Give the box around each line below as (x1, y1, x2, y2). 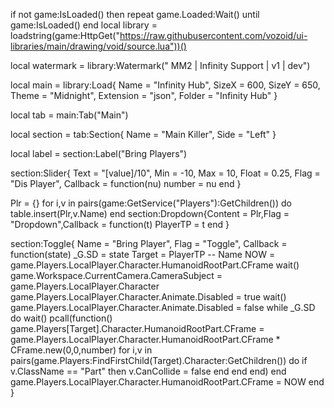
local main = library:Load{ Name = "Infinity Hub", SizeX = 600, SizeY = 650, (10, 79, 321, 91)
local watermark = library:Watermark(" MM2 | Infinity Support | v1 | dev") (10, 60, 311, 71)
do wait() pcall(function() (10, 312, 113, 324)
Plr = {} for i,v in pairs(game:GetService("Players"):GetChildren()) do (10, 197, 292, 209)
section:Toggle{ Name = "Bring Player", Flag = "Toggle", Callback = (10, 238, 288, 249)
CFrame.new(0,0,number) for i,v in (10, 344, 153, 356)
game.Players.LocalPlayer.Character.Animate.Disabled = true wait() (10, 291, 287, 303)
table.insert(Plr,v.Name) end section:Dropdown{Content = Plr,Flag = (10, 208, 290, 219)
